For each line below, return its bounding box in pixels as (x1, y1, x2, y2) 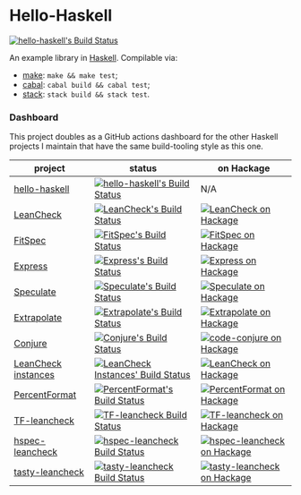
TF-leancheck (13, 414, 74, 427)
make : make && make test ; (21, 69, 118, 81)
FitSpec (13, 235, 47, 247)
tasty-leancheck (13, 466, 85, 479)
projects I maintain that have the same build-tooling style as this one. (9, 141, 264, 152)
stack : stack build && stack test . (21, 89, 150, 99)
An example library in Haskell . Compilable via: (9, 52, 178, 63)
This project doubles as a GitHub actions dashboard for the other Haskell (9, 132, 279, 142)
